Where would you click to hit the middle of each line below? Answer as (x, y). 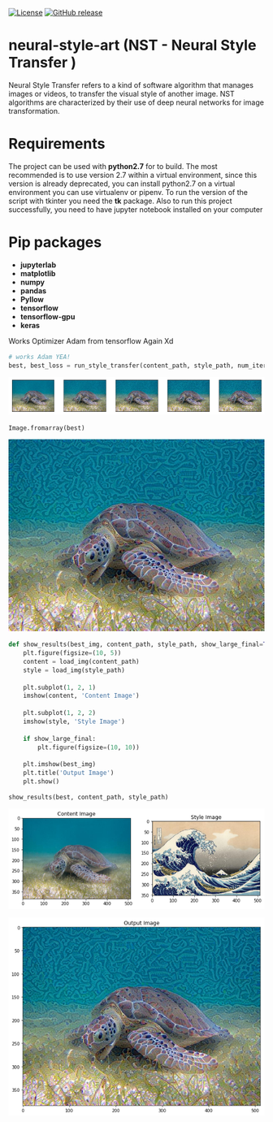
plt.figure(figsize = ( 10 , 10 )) (89, 747)
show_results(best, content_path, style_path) (89, 797)
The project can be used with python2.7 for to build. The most (113, 166)
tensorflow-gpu (48, 316)
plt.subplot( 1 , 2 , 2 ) (59, 713)
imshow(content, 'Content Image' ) (81, 696)
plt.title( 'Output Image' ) (69, 773)
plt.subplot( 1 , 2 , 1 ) (59, 687)
